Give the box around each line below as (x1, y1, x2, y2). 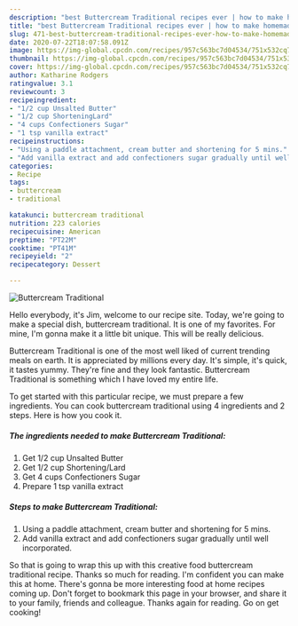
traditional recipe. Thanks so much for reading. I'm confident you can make (9, 569, 285, 580)
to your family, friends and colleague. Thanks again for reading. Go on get (9, 597, 279, 608)
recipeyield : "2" (9, 252, 74, 261)
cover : (9, 63, 34, 72)
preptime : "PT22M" (9, 235, 77, 244)
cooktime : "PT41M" (9, 243, 77, 253)
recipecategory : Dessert (9, 260, 101, 269)
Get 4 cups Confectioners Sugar (21, 471, 141, 482)
